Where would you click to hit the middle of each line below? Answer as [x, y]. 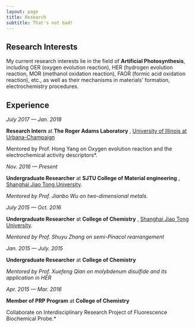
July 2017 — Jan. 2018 [34, 119]
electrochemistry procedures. [43, 86]
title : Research [26, 17]
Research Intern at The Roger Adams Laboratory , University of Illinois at [97, 131]
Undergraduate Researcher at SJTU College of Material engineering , [93, 178]
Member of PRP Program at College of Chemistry [68, 301]
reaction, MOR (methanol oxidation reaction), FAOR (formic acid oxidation [96, 74]
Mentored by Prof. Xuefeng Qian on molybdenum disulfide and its [87, 271]
